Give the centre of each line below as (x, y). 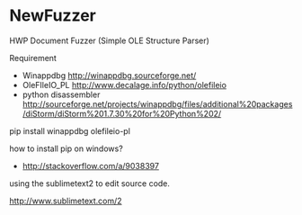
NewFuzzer (53, 16)
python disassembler (61, 94)
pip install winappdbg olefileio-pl (70, 130)
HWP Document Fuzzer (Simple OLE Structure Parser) (109, 40)
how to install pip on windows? (66, 148)
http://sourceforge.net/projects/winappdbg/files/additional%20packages (157, 103)
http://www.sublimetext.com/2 (66, 201)
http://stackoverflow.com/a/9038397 (91, 166)
